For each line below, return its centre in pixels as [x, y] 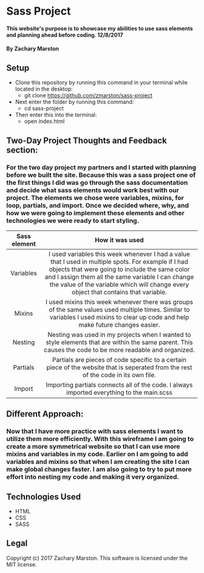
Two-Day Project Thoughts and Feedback [87, 140]
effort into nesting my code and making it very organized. [93, 477]
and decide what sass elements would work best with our [93, 190]
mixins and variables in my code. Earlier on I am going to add [97, 454]
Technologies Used [43, 497]
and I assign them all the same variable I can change [119, 277]
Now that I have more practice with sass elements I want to [95, 431]
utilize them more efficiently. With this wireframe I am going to [100, 439]
